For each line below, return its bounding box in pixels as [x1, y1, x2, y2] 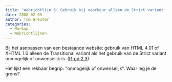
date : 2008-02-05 [5, 12, 42, 17]
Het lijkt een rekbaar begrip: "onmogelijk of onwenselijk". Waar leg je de [5, 65, 157, 71]
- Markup [10, 26, 29, 31]
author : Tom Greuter [5, 17, 50, 22]
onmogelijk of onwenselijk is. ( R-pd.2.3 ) [5, 56, 90, 61]
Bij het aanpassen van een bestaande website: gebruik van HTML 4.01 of [5, 45, 159, 51]
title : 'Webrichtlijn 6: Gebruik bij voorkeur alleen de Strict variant [5, 7, 164, 13]
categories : [5, 21, 31, 27]
